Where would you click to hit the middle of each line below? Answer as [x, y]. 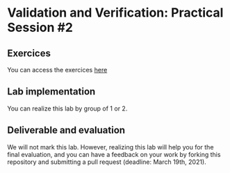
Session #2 [40, 27]
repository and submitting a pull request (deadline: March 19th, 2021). [107, 162]
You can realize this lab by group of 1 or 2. [67, 108]
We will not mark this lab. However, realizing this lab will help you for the [110, 147]
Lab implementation [51, 92]
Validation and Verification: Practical [115, 13]
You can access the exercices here [57, 70]
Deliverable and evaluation [66, 130]
